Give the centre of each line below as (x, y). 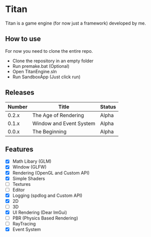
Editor (18, 190)
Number (17, 106)
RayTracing (24, 224)
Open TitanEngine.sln (34, 71)
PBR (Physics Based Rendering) (45, 218)
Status (108, 106)
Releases (20, 93)
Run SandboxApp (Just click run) (46, 77)
